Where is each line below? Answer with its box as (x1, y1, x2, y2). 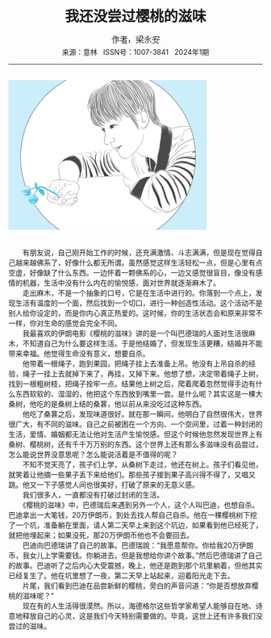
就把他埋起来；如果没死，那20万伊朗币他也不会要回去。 (8, 530, 194, 539)
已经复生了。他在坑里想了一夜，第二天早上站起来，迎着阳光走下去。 (8, 570, 235, 580)
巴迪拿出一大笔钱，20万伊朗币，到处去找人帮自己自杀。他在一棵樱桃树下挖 (8, 510, 258, 519)
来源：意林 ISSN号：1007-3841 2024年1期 (61, 47, 210, 57)
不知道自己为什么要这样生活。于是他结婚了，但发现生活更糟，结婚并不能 (22, 338, 263, 348)
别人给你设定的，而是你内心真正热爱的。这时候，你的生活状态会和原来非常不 (8, 308, 263, 317)
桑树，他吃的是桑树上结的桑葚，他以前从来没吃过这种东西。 (8, 399, 206, 409)
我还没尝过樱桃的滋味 (64, 7, 206, 26)
